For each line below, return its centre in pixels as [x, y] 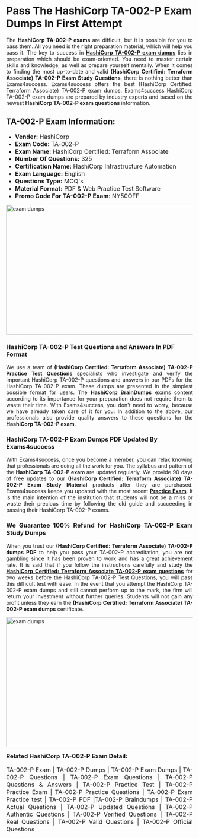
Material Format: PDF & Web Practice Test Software [88, 188]
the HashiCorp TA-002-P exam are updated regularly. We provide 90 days [100, 472]
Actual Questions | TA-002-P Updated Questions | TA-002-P [99, 807]
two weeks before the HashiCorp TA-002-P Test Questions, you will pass [99, 577]
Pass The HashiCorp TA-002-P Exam [99, 11]
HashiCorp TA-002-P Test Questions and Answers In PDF [90, 347]
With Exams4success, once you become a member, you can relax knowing [99, 460]
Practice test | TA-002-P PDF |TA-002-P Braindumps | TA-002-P [99, 799]
